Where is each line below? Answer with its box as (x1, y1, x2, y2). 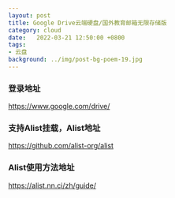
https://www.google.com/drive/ (8, 102, 110, 111)
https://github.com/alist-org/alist (8, 141, 114, 151)
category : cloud (8, 26, 61, 34)
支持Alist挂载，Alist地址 (8, 123, 101, 134)
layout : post (8, 11, 51, 20)
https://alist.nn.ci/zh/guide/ (8, 181, 97, 190)
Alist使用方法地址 (8, 163, 75, 174)
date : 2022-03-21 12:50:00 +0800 (8, 33, 125, 42)
